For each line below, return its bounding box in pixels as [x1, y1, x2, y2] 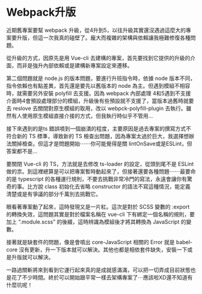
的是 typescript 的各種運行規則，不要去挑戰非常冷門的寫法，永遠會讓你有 [6, 175, 188, 182]
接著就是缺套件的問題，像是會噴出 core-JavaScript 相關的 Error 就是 [6, 238, 175, 245]
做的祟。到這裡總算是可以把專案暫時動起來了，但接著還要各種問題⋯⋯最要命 [6, 168, 196, 175]
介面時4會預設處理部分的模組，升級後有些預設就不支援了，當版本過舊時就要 [6, 97, 194, 104]
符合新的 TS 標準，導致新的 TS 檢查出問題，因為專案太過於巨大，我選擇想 [6, 132, 189, 139]
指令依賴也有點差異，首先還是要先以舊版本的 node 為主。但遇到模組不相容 [6, 82, 191, 89]
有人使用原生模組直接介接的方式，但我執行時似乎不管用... [11, 112, 153, 119]
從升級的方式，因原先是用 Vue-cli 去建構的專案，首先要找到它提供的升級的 [6, 54, 191, 61]
